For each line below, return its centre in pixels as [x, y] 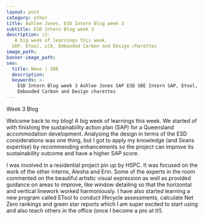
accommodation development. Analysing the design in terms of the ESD [97, 134]
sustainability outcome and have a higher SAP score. [73, 153]
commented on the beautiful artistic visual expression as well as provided [99, 178]
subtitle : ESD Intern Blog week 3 [50, 29]
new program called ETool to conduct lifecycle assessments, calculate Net [100, 197]
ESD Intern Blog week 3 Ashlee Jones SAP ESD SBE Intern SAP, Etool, [108, 86]
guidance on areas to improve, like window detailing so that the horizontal [99, 185]
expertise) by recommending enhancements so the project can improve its [100, 147]
